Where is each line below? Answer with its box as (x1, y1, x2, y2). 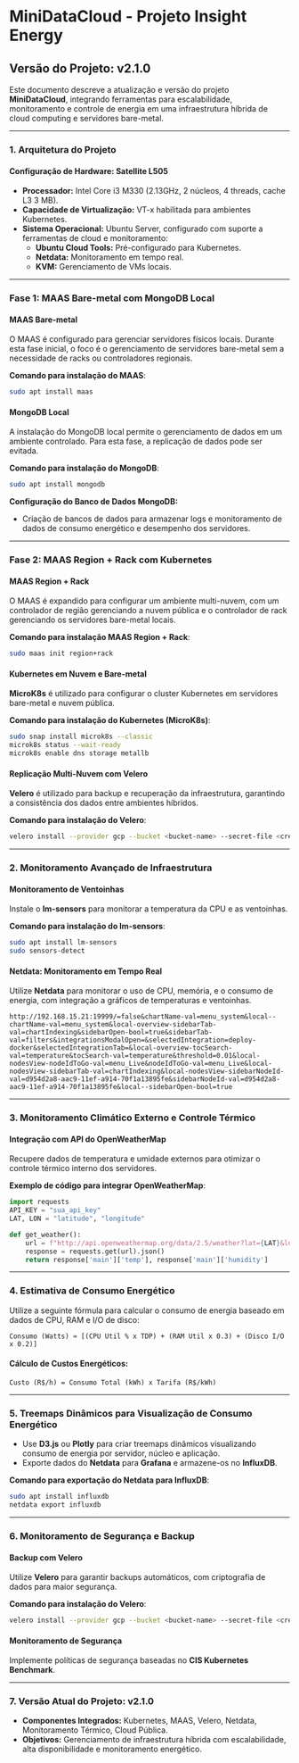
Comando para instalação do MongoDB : (9, 462, 160, 474)
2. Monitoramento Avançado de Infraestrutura (9, 861, 213, 874)
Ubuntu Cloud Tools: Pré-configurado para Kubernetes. (35, 243, 242, 254)
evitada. (9, 445, 39, 456)
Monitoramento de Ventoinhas (9, 884, 125, 894)
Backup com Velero (9, 1551, 83, 1563)
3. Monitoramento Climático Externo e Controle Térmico (9, 1111, 256, 1124)
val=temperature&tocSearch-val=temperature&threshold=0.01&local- (9, 1052, 261, 1060)
